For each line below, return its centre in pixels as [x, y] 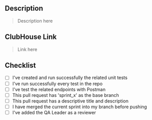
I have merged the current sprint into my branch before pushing [80, 107]
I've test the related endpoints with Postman [59, 89]
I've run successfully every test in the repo [58, 84]
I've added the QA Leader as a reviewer [54, 112]
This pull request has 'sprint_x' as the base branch [65, 95]
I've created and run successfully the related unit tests [70, 78]
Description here [35, 21]
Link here [27, 49]
